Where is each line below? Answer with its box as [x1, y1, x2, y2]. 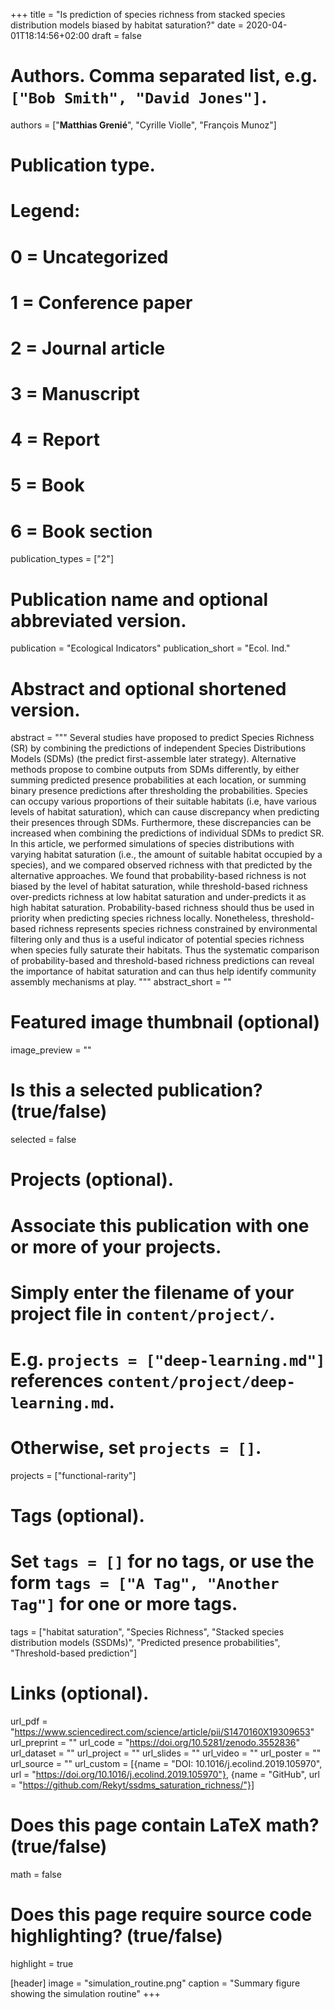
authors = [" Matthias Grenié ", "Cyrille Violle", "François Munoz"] [10, 119, 277, 131]
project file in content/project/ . [10, 1302, 276, 1325]
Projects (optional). [10, 1169, 175, 1191]
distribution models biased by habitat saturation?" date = [10, 19, 245, 31]
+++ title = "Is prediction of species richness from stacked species [10, 9, 286, 20]
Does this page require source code [10, 1904, 313, 1926]
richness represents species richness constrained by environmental [38, 923, 318, 935]
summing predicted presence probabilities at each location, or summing [10, 774, 307, 786]
